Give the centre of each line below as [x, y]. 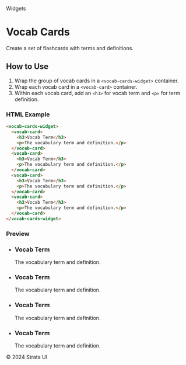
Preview [18, 234]
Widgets [16, 8]
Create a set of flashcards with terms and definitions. [70, 48]
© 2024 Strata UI [27, 357]
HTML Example [28, 114]
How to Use [27, 67]
